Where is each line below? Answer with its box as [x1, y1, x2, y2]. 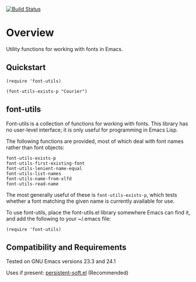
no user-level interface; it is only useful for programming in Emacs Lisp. [6, 126, 178, 133]
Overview [6, 26, 54, 39]
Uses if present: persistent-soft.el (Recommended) [6, 269, 129, 276]
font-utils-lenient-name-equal [6, 165, 82, 172]
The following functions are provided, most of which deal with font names [6, 137, 184, 145]
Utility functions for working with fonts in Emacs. [6, 45, 123, 52]
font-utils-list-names [6, 170, 61, 176]
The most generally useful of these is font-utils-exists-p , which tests [6, 191, 177, 198]
